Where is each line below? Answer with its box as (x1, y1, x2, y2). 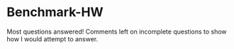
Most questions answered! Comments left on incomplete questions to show (6, 27, 228, 36)
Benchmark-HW (6, 4, 104, 20)
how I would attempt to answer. (6, 34, 99, 43)
